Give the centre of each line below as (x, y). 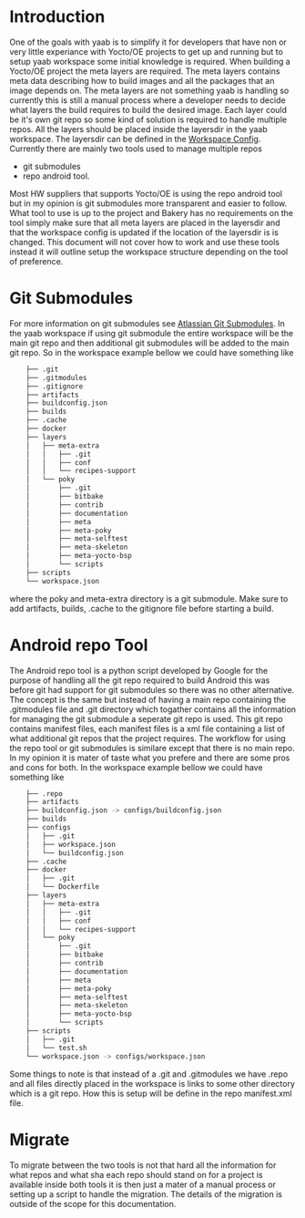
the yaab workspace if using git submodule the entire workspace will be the (152, 333)
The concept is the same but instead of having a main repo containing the (148, 699)
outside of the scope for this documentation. (93, 1203)
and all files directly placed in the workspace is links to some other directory (152, 1083)
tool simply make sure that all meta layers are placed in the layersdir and (145, 222)
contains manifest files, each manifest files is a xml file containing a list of (147, 728)
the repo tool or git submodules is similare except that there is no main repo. (152, 748)
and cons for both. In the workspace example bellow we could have (136, 767)
